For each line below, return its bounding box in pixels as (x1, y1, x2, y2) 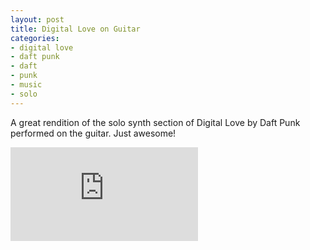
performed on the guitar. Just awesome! (10, 127, 177, 139)
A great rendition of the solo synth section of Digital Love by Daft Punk (10, 116, 301, 128)
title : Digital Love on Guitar (10, 24, 141, 34)
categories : (10, 33, 60, 43)
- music (10, 80, 43, 90)
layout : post (10, 14, 65, 25)
